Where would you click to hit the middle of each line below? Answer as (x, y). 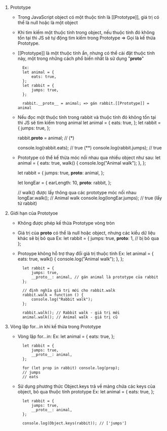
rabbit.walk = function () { (53, 295)
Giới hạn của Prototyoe (34, 213)
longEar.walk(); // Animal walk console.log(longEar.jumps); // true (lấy (90, 198)
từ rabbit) (27, 203)
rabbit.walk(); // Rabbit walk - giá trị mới (71, 313)
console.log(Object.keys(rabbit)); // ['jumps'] (74, 423)
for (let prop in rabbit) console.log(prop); (71, 368)
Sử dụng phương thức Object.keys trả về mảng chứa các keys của (86, 386)
